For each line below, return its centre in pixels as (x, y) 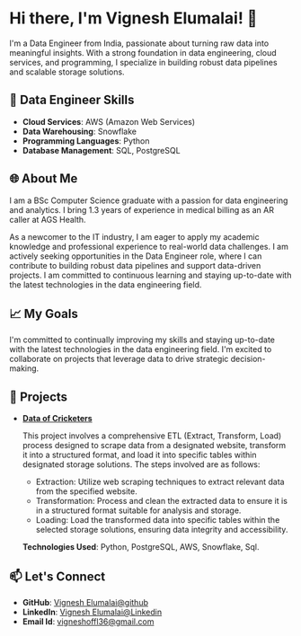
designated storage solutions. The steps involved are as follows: (141, 464)
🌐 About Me (44, 179)
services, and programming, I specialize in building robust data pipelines (143, 62)
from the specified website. (86, 491)
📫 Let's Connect (58, 576)
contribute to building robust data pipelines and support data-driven (135, 265)
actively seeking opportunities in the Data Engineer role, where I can (136, 256)
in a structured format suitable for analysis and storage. (138, 510)
